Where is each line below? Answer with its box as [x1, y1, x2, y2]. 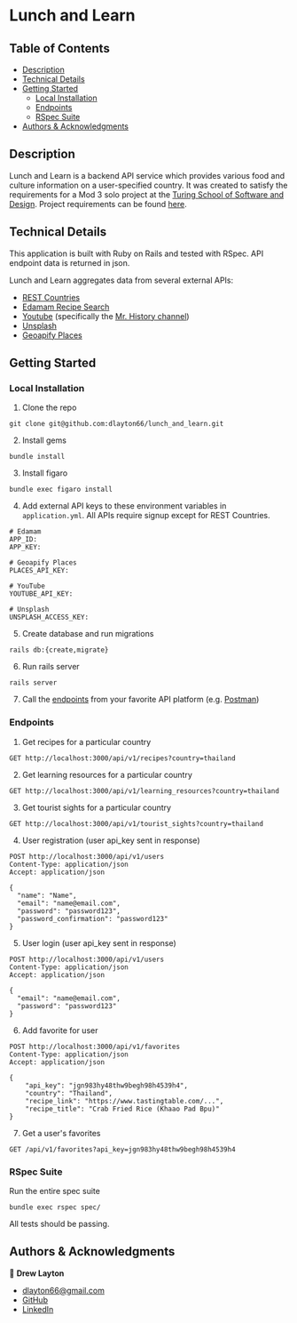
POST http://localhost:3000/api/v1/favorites [9, 1042, 180, 1051]
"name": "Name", [17, 891, 77, 900]
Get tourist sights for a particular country [21, 802, 171, 813]
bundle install [9, 453, 66, 461]
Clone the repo [21, 402, 77, 413]
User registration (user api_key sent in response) [21, 835, 200, 846]
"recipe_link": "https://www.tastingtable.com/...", [25, 1096, 224, 1105]
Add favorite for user [21, 1024, 98, 1036]
